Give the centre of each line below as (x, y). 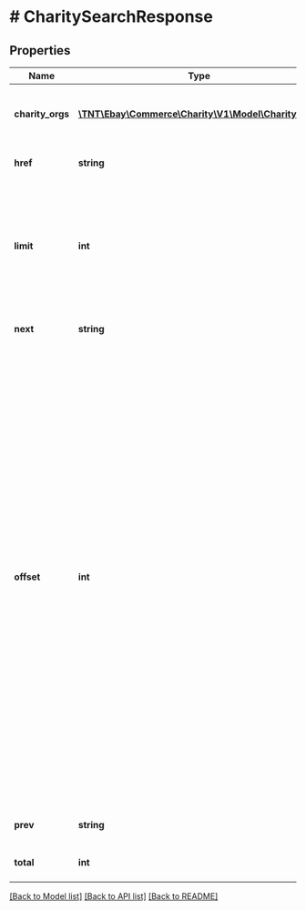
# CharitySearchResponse (112, 17)
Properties (40, 51)
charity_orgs (42, 114)
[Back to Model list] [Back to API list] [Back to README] (114, 896)
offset (27, 577)
